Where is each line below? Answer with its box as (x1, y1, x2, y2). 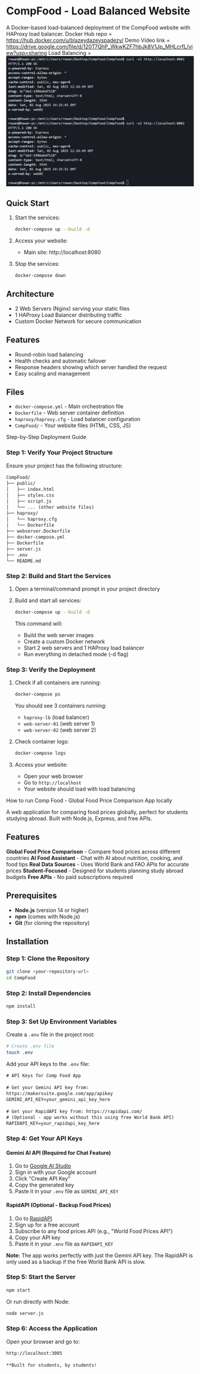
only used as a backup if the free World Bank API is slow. (6, 1258, 146, 1265)
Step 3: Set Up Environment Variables (6, 1018, 117, 1026)
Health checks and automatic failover (14, 357, 107, 364)
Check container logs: (14, 738, 70, 745)
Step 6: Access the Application (6, 1324, 98, 1333)
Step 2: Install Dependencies (6, 989, 91, 997)
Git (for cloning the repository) (14, 919, 90, 926)
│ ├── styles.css (6, 492, 55, 498)
